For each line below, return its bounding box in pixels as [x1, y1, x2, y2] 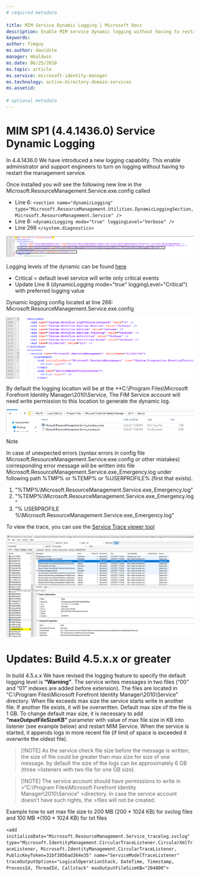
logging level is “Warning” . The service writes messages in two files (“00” [6, 678, 189, 685]
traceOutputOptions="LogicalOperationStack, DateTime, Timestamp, [6, 859, 174, 864]
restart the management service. [6, 169, 86, 176]
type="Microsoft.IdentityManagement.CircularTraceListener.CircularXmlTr [6, 839, 193, 845]
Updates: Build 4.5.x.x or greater [6, 652, 171, 666]
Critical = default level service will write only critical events [14, 274, 160, 282]
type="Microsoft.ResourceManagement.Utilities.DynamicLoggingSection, [14, 206, 194, 212]
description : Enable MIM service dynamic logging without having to [6, 29, 180, 35]
